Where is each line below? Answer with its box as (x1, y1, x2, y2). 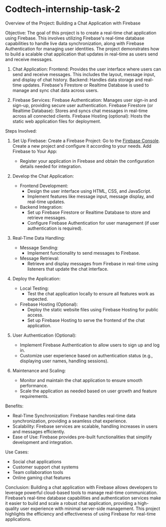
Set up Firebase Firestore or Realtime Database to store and (27, 209, 151, 215)
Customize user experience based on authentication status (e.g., (19, 352, 153, 358)
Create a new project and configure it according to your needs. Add (12, 143, 152, 149)
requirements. (19, 393, 49, 399)
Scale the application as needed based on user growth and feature (19, 388, 157, 394)
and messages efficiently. (12, 428, 66, 434)
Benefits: (5, 403, 24, 409)
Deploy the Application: (12, 275, 61, 281)
